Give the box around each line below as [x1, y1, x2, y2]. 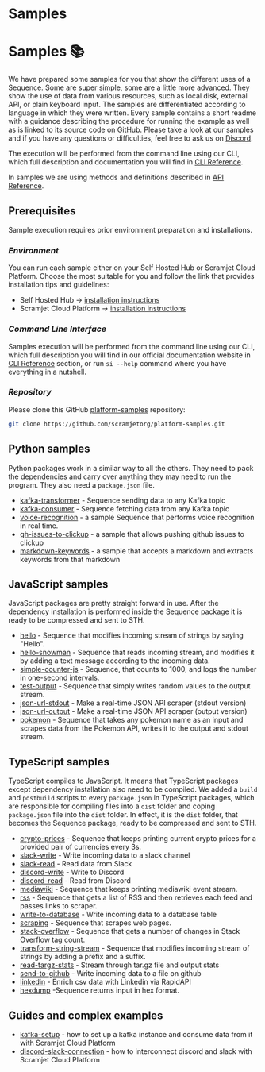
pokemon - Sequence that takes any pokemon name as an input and [19, 715, 244, 725]
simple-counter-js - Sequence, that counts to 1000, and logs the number [19, 665, 257, 674]
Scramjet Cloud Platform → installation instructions [19, 303, 186, 314]
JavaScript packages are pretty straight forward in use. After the [8, 599, 220, 608]
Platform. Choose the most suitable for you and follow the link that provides [8, 272, 255, 281]
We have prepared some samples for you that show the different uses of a [8, 75, 252, 84]
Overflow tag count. [19, 935, 86, 945]
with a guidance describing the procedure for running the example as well [8, 117, 250, 126]
